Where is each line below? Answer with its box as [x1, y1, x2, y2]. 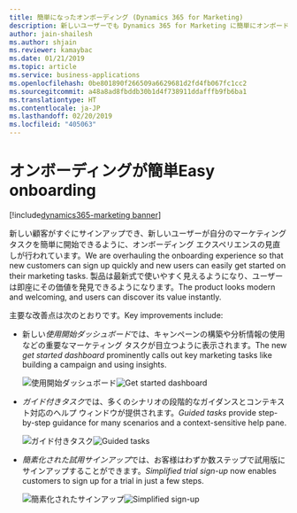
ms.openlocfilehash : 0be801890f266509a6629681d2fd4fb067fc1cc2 [9, 79, 247, 88]
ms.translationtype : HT [9, 95, 97, 105]
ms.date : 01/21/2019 [9, 54, 86, 63]
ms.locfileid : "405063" [9, 120, 97, 129]
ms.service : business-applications [9, 71, 141, 80]
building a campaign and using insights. [21, 359, 167, 369]
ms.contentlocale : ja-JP [9, 104, 101, 113]
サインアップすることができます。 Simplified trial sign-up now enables [21, 465, 277, 476]
